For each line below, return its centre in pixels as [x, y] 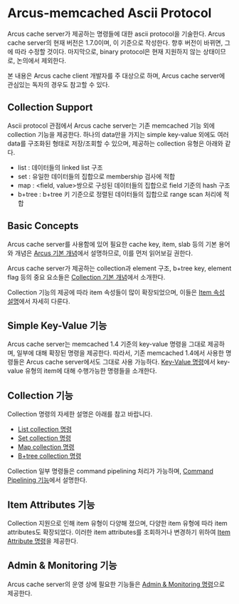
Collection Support [50, 107]
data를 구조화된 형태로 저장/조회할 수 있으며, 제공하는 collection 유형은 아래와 [116, 143]
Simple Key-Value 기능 [57, 326]
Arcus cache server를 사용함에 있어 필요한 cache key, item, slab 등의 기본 [112, 244]
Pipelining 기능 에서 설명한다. [47, 480]
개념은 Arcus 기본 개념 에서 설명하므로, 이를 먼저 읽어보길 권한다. [104, 253]
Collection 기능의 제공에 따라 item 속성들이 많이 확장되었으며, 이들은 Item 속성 [116, 292]
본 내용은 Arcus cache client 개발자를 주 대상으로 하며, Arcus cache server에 [116, 76]
